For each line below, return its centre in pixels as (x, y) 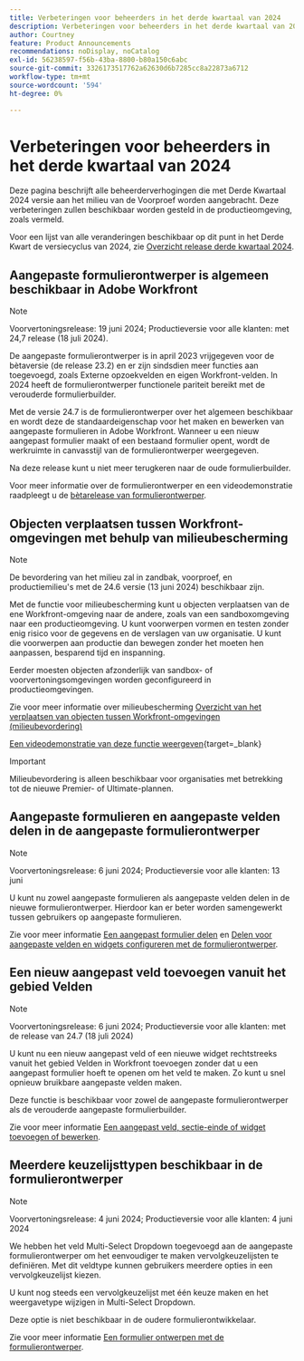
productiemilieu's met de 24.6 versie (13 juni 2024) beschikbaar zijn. (137, 587)
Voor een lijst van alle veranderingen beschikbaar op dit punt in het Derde (147, 237)
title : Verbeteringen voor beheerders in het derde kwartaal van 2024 (145, 18)
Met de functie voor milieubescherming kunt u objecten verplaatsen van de (149, 604)
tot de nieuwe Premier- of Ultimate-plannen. (91, 788)
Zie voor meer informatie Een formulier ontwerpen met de (117, 1337)
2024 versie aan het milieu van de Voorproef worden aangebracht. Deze (144, 200)
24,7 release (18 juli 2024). (59, 338)
